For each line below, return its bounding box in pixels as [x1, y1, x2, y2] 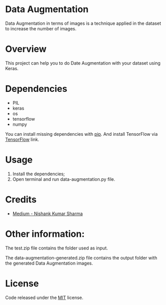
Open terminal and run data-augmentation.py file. [12, 176, 116, 182]
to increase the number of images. [5, 25, 77, 31]
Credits [5, 193, 37, 205]
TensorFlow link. [5, 136, 39, 142]
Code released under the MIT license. [5, 294, 84, 300]
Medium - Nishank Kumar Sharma [12, 211, 83, 217]
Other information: [5, 228, 85, 239]
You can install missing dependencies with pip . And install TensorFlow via [5, 131, 158, 137]
